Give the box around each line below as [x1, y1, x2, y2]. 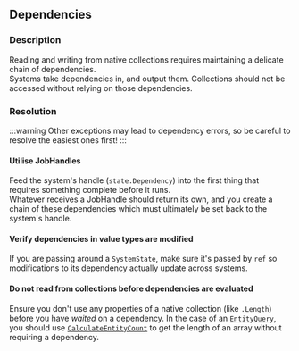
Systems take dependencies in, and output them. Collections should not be [9, 73, 286, 84]
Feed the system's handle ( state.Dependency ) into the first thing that [9, 175, 260, 186]
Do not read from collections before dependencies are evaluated [9, 283, 253, 294]
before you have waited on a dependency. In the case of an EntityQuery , [9, 313, 277, 323]
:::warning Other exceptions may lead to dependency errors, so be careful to [9, 125, 291, 136]
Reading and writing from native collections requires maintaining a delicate [9, 54, 284, 65]
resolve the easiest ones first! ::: [9, 134, 128, 146]
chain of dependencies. [9, 63, 96, 74]
